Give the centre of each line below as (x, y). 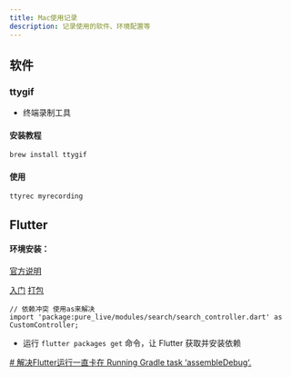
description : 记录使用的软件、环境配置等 (80, 26)
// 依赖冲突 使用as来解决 (52, 309)
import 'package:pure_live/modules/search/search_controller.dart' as (146, 317)
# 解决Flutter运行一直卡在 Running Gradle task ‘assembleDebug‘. (130, 362)
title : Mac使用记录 (44, 18)
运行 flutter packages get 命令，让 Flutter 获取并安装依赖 (132, 342)
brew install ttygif (49, 155)
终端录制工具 (46, 113)
